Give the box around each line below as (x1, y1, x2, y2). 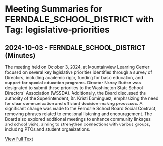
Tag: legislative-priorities (5, 24, 109, 35)
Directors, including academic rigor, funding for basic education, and (5, 75, 144, 80)
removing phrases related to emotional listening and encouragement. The (5, 111, 152, 117)
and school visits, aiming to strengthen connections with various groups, (5, 121, 151, 127)
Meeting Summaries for (5, 3, 103, 15)
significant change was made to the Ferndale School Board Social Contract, (5, 106, 157, 111)
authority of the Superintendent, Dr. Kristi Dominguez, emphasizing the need (5, 95, 159, 101)
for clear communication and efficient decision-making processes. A (5, 101, 143, 106)
